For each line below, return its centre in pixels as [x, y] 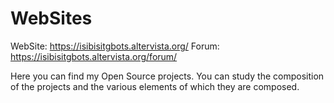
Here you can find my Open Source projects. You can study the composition [167, 76]
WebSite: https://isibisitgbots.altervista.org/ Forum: [115, 46]
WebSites [51, 18]
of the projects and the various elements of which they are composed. [155, 86]
